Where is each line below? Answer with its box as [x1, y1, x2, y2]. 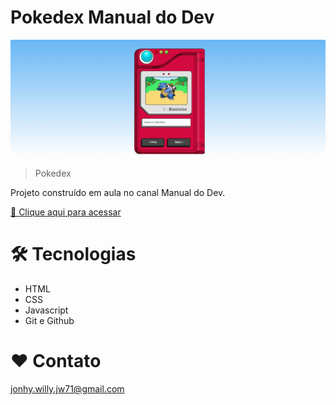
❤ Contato [10, 350, 102, 373]
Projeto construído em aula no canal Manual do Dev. [10, 186, 226, 198]
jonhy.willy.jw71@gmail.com [10, 382, 125, 395]
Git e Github [24, 314, 75, 326]
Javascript [24, 304, 69, 316]
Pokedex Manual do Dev [10, 6, 215, 29]
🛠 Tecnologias [10, 243, 137, 266]
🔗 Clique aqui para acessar [10, 206, 122, 218]
